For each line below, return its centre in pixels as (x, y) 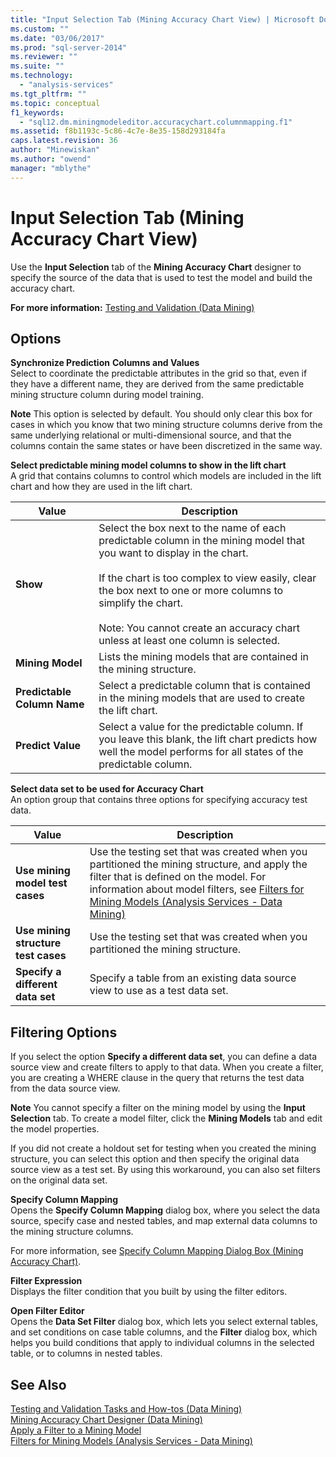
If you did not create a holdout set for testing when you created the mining (163, 1148)
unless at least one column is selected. (189, 641)
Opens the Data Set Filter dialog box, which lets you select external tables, (164, 1322)
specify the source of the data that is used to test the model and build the (161, 277)
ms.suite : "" (37, 66)
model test (41, 883)
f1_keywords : (37, 112)
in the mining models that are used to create (201, 698)
